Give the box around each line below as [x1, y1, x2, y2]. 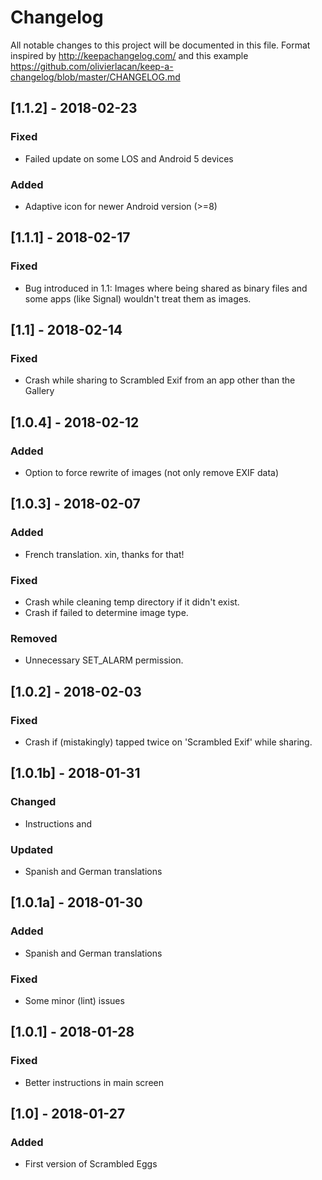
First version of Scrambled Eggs [24, 1158, 158, 1170]
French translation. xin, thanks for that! [24, 548, 185, 560]
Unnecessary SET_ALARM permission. [24, 654, 184, 666]
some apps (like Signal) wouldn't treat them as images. [24, 292, 252, 305]
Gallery [24, 385, 55, 397]
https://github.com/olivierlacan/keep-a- [10, 60, 174, 72]
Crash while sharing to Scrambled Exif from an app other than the [24, 374, 296, 386]
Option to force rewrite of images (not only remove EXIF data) [24, 466, 280, 478]
